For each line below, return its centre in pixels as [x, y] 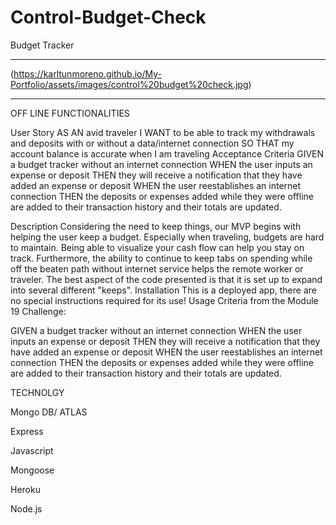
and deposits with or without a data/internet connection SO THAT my [152, 143]
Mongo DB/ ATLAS [49, 412]
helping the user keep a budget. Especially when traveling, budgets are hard [167, 237]
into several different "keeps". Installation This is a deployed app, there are [163, 290]
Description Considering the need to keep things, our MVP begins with [156, 226]
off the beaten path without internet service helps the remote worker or [157, 268]
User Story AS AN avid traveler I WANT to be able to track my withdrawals [163, 132]
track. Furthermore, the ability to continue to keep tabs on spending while [161, 258]
